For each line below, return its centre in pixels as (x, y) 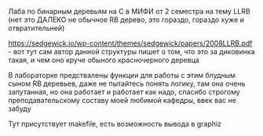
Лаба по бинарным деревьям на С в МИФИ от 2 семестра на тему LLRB (129, 11)
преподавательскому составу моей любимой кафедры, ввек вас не (122, 100)
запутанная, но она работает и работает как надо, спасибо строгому (124, 92)
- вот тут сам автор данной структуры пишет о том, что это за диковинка (131, 51)
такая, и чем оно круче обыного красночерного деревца (104, 60)
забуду (20, 108)
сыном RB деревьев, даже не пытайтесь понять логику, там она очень (127, 83)
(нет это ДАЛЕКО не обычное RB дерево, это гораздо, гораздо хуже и (126, 20)
